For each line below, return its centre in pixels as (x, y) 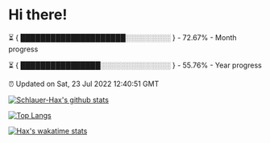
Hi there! (38, 15)
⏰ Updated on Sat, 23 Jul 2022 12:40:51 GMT (84, 84)
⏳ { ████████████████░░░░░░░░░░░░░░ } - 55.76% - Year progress (135, 65)
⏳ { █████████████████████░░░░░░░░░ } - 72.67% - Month (123, 37)
